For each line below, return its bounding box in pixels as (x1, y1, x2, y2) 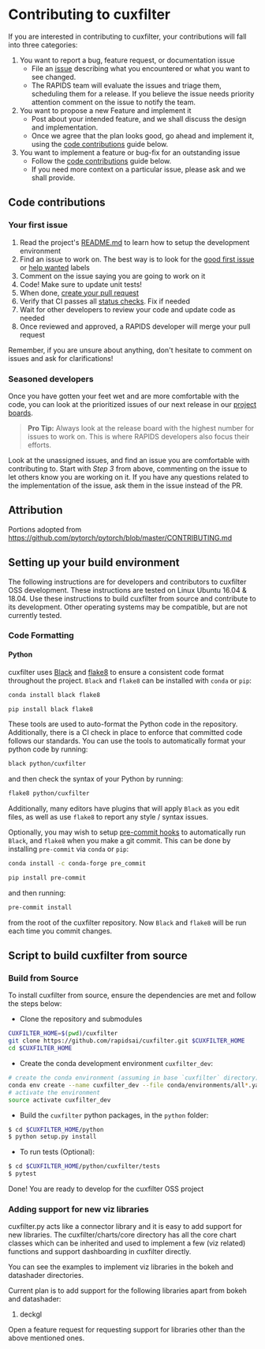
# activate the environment (8, 1088, 101, 1096)
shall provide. (31, 172, 76, 183)
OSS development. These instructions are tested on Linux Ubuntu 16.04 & (8, 585, 247, 594)
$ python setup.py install (8, 1132, 97, 1141)
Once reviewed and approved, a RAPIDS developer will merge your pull (19, 322, 251, 331)
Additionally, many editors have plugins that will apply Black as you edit (8, 804, 240, 813)
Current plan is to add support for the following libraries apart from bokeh (8, 1286, 247, 1295)
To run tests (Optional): (19, 1147, 95, 1157)
